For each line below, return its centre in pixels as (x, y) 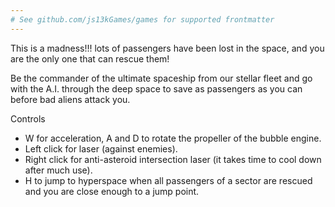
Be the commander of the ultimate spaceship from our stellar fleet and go (161, 78)
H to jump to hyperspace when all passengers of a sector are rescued (168, 180)
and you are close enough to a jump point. (112, 191)
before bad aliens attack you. (70, 99)
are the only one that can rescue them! (90, 58)
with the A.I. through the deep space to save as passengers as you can (156, 88)
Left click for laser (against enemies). (101, 148)
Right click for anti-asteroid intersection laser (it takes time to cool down (173, 159)
